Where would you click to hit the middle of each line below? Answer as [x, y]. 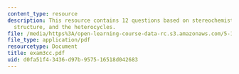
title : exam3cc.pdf [36, 54]
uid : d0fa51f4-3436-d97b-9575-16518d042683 [73, 60]
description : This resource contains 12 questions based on [99, 20]
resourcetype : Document [43, 47]
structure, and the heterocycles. [65, 27]
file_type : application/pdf [49, 40]
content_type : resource [43, 14]
